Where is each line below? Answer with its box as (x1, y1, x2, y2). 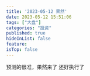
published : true (6, 30, 46, 36)
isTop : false (6, 47, 38, 53)
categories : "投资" (6, 25, 52, 31)
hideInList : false (6, 36, 51, 42)
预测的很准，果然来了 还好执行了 (6, 63, 85, 70)
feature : (6, 42, 27, 47)
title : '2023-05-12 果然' (6, 8, 67, 15)
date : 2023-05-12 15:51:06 (6, 14, 72, 20)
